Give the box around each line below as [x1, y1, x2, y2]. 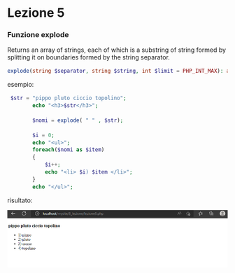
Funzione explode [7, 30, 69, 40]
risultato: [7, 196, 33, 204]
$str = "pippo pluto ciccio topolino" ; [10, 94, 127, 102]
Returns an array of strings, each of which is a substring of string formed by [7, 45, 226, 54]
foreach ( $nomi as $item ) [32, 146, 105, 153]
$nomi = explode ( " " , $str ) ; [32, 117, 124, 124]
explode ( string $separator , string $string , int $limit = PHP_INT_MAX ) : [7, 68, 224, 75]
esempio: [7, 80, 34, 89]
